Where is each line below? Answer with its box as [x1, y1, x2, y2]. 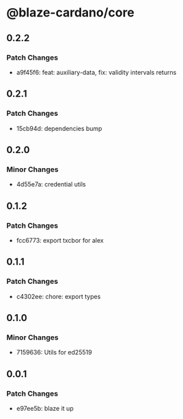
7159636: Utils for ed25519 [16, 348, 93, 357]
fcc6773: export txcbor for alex [16, 236, 104, 244]
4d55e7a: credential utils [16, 180, 86, 189]
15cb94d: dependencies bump [16, 124, 102, 132]
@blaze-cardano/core [6, 5, 135, 21]
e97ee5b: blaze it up [16, 405, 74, 412]
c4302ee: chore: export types [16, 292, 101, 300]
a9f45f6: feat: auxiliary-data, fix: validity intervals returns [16, 68, 177, 76]
